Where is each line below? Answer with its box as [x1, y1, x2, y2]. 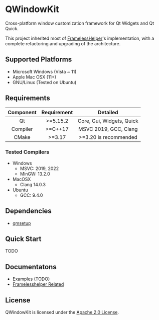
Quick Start [5, 235, 42, 244]
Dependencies [5, 207, 52, 215]
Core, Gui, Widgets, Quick [77, 117, 139, 124]
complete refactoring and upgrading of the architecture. [5, 40, 121, 46]
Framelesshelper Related [12, 281, 64, 287]
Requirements [5, 94, 50, 103]
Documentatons [5, 263, 57, 271]
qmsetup [12, 220, 31, 226]
